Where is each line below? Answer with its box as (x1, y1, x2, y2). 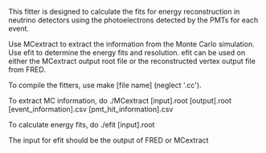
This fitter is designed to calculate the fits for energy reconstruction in (8, 7, 240, 16)
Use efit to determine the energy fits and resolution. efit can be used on (8, 48, 246, 57)
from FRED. (8, 65, 47, 74)
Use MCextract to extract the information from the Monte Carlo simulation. (8, 39, 255, 49)
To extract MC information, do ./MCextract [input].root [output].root (8, 96, 231, 105)
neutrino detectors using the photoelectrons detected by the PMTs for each (8, 15, 259, 25)
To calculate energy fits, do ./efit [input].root (8, 120, 155, 129)
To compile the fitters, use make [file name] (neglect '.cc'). (8, 80, 203, 90)
